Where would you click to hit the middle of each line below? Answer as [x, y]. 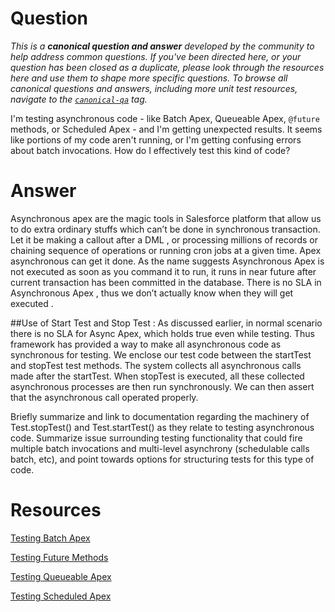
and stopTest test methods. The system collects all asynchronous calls [156, 365]
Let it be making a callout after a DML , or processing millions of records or [164, 239]
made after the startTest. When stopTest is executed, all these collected [157, 376]
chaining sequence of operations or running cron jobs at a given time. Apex [166, 250]
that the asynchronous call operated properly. [104, 397]
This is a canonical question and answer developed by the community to [162, 46]
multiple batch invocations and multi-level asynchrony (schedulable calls [160, 448]
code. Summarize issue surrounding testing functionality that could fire [156, 438]
